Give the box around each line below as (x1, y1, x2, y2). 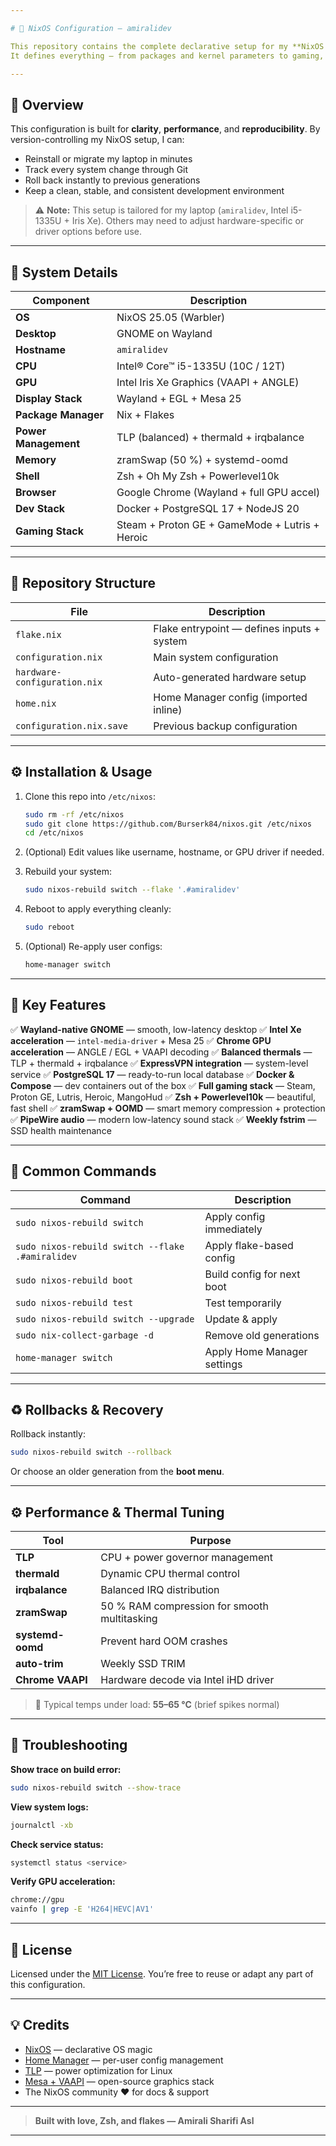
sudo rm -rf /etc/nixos (24, 809, 125, 820)
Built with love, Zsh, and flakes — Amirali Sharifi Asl (34, 2114, 255, 2126)
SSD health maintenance (10, 1124, 112, 1136)
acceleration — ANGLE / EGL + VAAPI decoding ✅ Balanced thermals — (10, 1046, 313, 1058)
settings (204, 1357, 243, 1371)
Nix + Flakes (116, 408, 175, 421)
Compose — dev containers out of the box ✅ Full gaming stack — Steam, (10, 1079, 316, 1091)
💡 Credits (10, 2017, 70, 2034)
